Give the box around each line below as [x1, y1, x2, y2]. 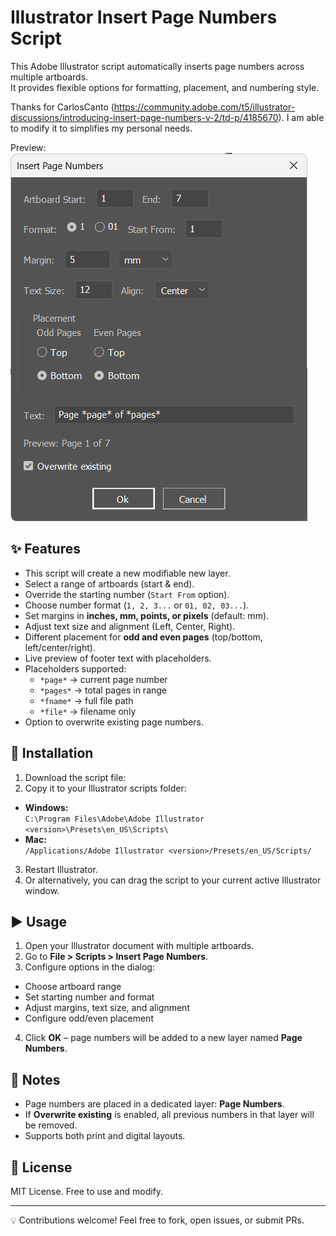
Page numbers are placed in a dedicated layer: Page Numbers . [24, 1098, 285, 1110]
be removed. [24, 1119, 78, 1131]
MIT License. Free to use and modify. [10, 1186, 164, 1197]
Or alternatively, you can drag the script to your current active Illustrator [24, 874, 322, 886]
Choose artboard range [24, 981, 122, 993]
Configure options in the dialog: [24, 961, 155, 973]
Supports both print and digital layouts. [24, 1130, 186, 1142]
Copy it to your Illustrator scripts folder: [24, 782, 187, 794]
